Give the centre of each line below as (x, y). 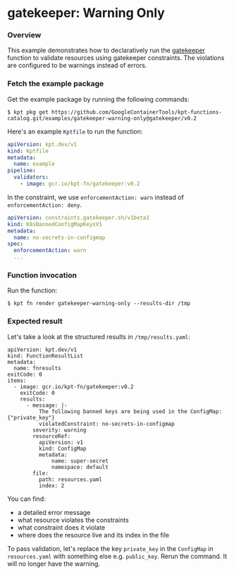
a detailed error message (54, 512)
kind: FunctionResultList (45, 356)
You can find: (26, 499)
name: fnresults (37, 368)
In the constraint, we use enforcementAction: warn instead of (96, 197)
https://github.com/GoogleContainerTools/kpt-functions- (137, 112)
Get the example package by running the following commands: (98, 99)
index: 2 (51, 485)
